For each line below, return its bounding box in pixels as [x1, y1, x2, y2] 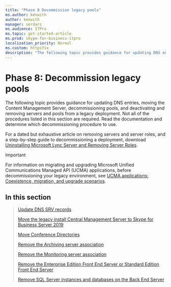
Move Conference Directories [17, 231, 80, 238]
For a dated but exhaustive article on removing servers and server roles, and [5, 131, 166, 138]
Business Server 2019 [17, 222, 64, 228]
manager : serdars [5, 21, 42, 27]
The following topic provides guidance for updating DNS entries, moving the [5, 100, 165, 106]
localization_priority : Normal [5, 41, 72, 46]
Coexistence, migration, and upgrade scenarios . [5, 178, 106, 184]
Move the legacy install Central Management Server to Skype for [17, 216, 154, 222]
